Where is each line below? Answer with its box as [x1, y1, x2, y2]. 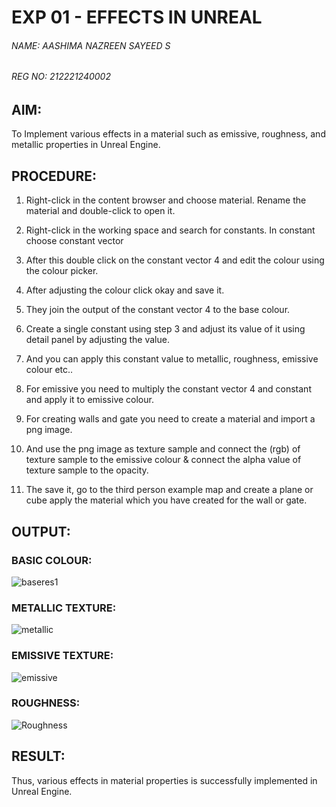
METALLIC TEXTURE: [11, 601, 117, 615]
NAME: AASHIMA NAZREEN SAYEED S [11, 39, 171, 51]
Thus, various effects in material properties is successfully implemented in [11, 774, 318, 786]
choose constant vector [25, 235, 124, 247]
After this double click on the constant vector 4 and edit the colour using [25, 254, 325, 266]
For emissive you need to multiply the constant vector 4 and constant [25, 383, 312, 395]
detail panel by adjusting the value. [25, 334, 170, 346]
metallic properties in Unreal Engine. [11, 139, 161, 151]
